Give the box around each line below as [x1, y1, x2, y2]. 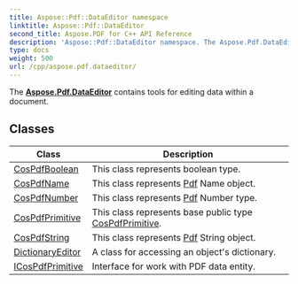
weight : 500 [9, 54, 53, 63]
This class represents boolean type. [91, 163, 241, 175]
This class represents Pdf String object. [91, 231, 256, 243]
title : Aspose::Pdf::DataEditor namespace [9, 12, 169, 22]
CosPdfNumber [13, 191, 79, 203]
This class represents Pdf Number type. [91, 191, 257, 203]
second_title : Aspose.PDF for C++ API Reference [9, 29, 192, 38]
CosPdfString [13, 231, 70, 243]
